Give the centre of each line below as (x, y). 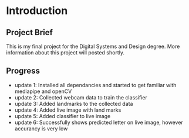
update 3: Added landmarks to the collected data (74, 103)
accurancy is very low (41, 128)
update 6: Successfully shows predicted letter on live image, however (99, 122)
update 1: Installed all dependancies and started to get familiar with (95, 85)
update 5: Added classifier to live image (63, 116)
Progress (23, 71)
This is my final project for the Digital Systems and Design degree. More (93, 46)
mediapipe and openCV (43, 91)
